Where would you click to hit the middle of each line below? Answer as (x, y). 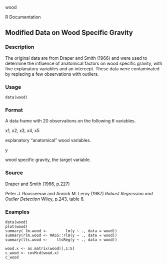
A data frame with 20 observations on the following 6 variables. (70, 121)
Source (14, 173)
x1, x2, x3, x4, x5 (22, 130)
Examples (17, 212)
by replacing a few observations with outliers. (52, 74)
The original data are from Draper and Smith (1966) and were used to (76, 58)
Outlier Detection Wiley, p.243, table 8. (45, 199)
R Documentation (23, 17)
